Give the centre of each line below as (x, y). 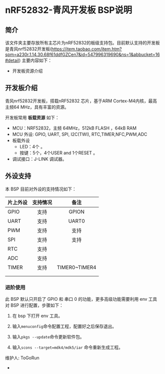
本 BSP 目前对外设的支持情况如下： (41, 189)
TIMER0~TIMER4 (77, 267)
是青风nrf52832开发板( (28, 49)
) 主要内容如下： (35, 60)
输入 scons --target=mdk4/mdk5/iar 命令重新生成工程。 (67, 347)
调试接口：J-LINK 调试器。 (39, 159)
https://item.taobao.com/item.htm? (87, 49)
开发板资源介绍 (27, 71)
